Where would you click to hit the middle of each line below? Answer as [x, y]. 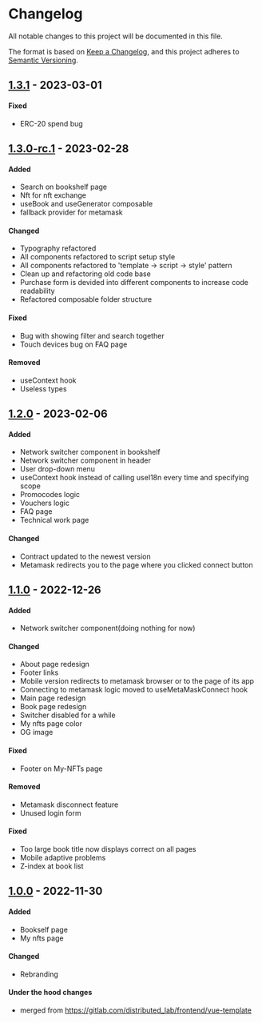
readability [37, 291]
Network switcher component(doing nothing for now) [107, 628]
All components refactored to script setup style [97, 257]
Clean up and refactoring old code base [85, 274]
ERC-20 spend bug [52, 123]
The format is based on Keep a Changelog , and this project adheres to [124, 51]
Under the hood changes [50, 993]
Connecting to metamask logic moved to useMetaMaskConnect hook [134, 690]
